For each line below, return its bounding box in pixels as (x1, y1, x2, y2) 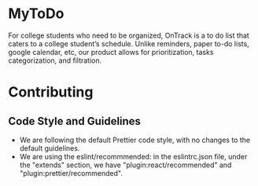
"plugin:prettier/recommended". (19, 168, 123, 177)
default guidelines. (19, 143, 80, 153)
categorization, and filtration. (8, 56, 102, 65)
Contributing (8, 83, 94, 101)
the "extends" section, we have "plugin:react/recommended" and (19, 160, 232, 170)
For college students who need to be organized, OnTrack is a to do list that (8, 31, 249, 40)
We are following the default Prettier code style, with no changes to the (19, 135, 250, 144)
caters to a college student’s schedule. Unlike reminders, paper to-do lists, (8, 38, 249, 48)
